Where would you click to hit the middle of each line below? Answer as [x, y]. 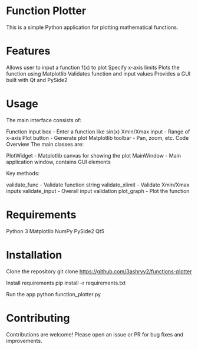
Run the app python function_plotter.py [54, 294]
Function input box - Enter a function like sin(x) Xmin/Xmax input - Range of [98, 132]
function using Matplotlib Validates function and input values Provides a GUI [98, 73]
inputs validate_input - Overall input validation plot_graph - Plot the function [98, 191]
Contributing [38, 318]
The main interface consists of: [44, 120]
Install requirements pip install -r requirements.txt [66, 283]
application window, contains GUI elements [58, 162]
